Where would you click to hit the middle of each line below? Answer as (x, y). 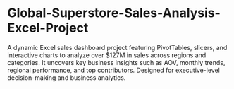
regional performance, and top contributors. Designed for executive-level (113, 70)
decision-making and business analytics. (67, 77)
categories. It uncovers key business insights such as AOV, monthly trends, (116, 62)
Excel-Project (48, 28)
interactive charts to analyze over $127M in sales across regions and (107, 55)
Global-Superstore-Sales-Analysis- (114, 13)
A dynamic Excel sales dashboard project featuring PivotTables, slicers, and (117, 47)
